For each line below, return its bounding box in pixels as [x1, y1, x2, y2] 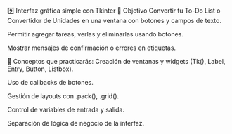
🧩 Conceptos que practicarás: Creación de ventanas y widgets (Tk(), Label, [7, 58, 226, 65]
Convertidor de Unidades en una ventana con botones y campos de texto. [7, 17, 221, 25]
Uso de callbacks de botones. [7, 79, 94, 86]
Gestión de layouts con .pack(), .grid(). [7, 92, 120, 100]
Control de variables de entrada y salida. [7, 105, 125, 114]
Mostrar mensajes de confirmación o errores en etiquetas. [7, 43, 176, 52]
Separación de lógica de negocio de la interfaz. [7, 119, 145, 127]
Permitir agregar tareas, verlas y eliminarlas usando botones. [7, 30, 184, 38]
